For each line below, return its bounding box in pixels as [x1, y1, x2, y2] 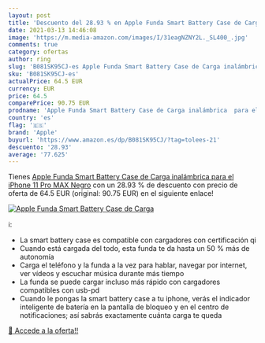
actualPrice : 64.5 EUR [8, 77, 83, 85]
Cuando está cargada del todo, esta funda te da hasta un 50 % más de [19, 244, 250, 253]
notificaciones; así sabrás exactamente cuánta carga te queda [19, 311, 222, 320]
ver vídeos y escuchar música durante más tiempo [19, 269, 185, 278]
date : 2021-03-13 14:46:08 [8, 26, 97, 34]
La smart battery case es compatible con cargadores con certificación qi [19, 235, 256, 245]
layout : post [8, 11, 51, 20]
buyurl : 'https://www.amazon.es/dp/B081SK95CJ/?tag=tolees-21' [8, 135, 221, 144]
